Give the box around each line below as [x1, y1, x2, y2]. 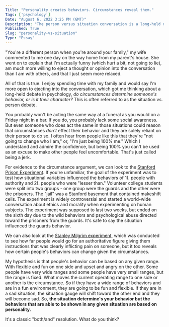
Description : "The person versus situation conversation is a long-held [5, 21, 161, 27]
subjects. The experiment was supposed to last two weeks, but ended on [5, 207, 157, 213]
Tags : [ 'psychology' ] [5, 12, 51, 17]
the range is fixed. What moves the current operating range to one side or [5, 274, 158, 280]
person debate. [5, 102, 37, 108]
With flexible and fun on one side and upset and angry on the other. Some [5, 264, 158, 270]
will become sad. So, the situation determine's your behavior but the [5, 295, 150, 302]
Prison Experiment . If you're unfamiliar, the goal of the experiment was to [5, 169, 157, 175]
